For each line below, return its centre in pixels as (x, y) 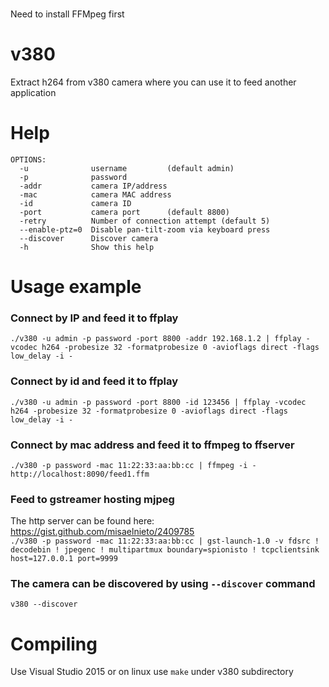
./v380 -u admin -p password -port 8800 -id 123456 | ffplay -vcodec (158, 402)
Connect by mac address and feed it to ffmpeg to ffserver (152, 445)
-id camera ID (75, 203)
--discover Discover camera (89, 238)
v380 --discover (44, 604)
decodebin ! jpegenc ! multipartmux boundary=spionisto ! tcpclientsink (165, 550)
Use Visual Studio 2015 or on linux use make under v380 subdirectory (152, 672)
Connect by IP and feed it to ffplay (94, 318)
